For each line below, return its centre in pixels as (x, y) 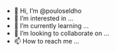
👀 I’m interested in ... (44, 18)
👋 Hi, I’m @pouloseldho (48, 11)
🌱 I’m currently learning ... (51, 26)
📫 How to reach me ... (46, 41)
